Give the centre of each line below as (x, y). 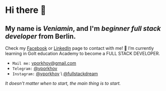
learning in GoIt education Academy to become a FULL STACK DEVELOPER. (83, 53)
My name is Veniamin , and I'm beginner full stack (83, 29)
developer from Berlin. (40, 36)
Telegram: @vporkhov (35, 68)
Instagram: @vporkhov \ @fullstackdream (55, 74)
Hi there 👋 (26, 10)
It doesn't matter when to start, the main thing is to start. (63, 83)
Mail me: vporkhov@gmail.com (44, 63)
